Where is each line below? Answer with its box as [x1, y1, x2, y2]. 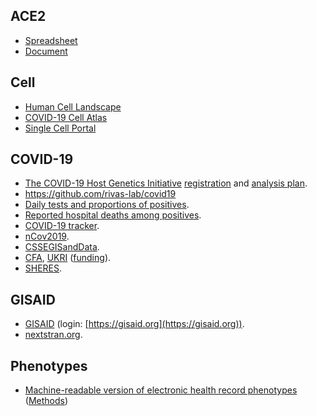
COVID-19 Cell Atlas [24, 111, 108, 123]
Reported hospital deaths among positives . [24, 209, 202, 221]
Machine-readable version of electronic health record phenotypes [24, 384, 298, 396]
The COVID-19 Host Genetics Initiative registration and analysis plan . [24, 177, 308, 189]
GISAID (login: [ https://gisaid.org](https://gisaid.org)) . [24, 318, 245, 330]
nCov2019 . [24, 230, 70, 243]
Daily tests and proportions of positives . [24, 199, 190, 211]
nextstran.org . [24, 329, 83, 341]
